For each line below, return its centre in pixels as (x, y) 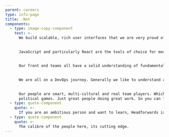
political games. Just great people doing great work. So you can (90, 98)
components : (18, 24)
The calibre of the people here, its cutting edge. (74, 126)
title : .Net (18, 19)
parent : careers (22, 10)
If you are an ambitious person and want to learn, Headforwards (88, 113)
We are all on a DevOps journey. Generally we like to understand (90, 80)
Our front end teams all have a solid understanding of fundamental (92, 66)
